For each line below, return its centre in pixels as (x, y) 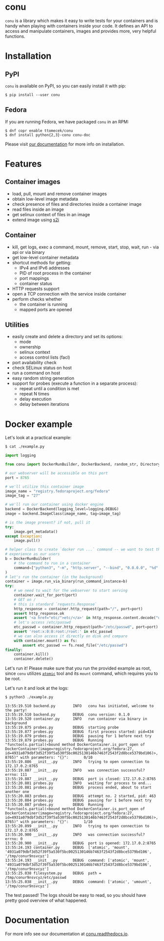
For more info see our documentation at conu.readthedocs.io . (67, 934)
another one (17, 792)
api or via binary (28, 252)
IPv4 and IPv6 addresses (44, 268)
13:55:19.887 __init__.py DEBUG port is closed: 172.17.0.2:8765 (81, 779)
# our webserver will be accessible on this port (57, 473)
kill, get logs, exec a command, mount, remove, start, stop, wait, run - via (85, 247)
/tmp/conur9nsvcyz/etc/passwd (36, 878)
